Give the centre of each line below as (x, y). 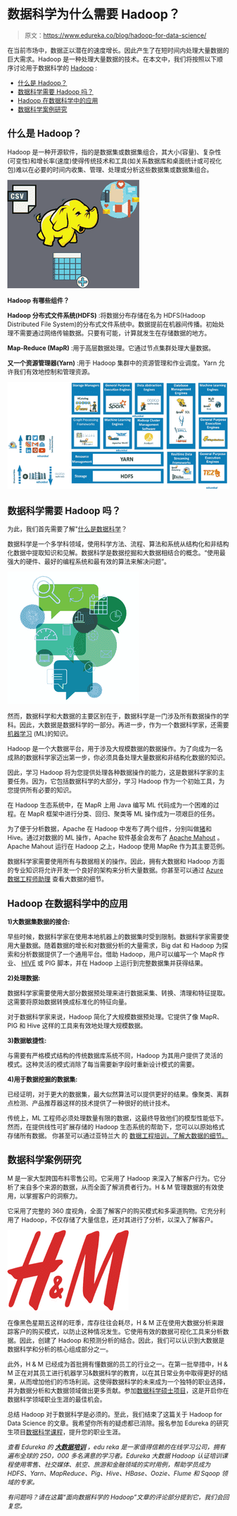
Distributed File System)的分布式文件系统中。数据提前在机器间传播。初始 (113, 324)
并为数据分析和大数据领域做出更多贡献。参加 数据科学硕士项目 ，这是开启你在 (118, 1390)
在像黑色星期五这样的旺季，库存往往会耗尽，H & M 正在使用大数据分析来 (113, 1322)
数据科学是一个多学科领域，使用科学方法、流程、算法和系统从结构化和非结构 (118, 544)
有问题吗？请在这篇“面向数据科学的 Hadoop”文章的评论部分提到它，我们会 (115, 1497)
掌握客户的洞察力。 (53, 1195)
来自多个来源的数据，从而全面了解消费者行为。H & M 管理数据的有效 (118, 1187)
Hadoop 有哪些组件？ (38, 300)
